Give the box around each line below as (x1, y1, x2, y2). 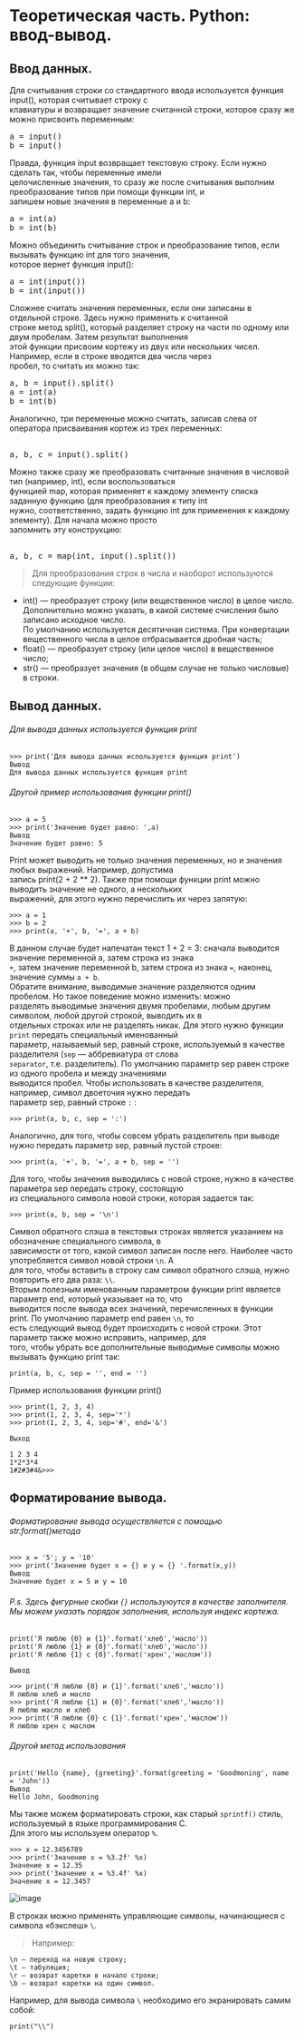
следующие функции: (31, 578, 116, 588)
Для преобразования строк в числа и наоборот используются (31, 568, 273, 579)
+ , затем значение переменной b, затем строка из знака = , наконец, (9, 961, 273, 972)
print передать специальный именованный (9, 1029, 179, 1040)
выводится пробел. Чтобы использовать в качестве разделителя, (9, 1077, 264, 1088)
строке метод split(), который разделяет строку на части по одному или (9, 322, 290, 332)
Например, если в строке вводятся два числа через (9, 351, 213, 361)
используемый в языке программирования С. (9, 1818, 187, 1829)
